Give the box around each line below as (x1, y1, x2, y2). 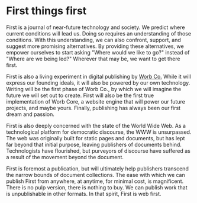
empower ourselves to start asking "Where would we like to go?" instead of (6, 49, 190, 56)
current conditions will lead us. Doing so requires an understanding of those (6, 30, 191, 37)
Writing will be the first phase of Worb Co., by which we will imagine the (6, 85, 182, 92)
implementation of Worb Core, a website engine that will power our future (6, 98, 185, 105)
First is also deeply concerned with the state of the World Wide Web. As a (6, 122, 186, 129)
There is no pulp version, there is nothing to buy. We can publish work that (6, 183, 188, 191)
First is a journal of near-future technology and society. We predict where (6, 24, 185, 31)
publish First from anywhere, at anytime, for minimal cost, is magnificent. (6, 178, 184, 185)
